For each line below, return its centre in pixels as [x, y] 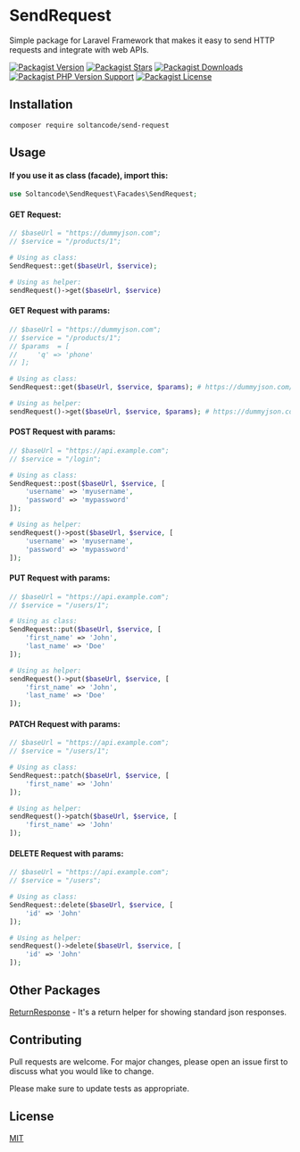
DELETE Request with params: [67, 853]
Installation [41, 105]
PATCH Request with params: [65, 723]
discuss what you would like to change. [82, 1071]
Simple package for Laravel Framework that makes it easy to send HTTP [142, 40]
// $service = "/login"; [55, 459]
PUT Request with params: [60, 578]
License [32, 1117]
